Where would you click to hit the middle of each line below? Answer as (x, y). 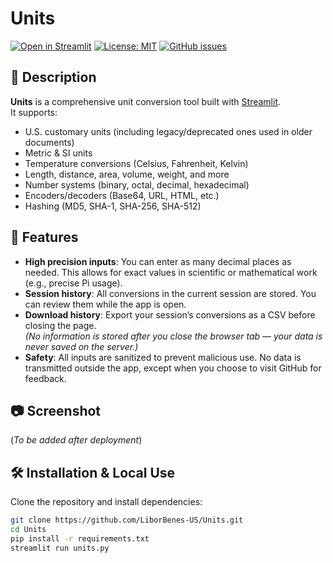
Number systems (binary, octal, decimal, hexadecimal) (137, 184)
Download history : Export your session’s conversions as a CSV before (170, 314)
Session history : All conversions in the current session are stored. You (170, 293)
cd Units (28, 530)
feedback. (45, 378)
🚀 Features (44, 237)
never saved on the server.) (81, 346)
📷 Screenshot (56, 410)
